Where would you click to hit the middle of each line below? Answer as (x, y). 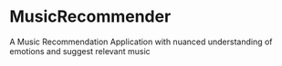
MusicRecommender (90, 17)
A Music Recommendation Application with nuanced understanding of (141, 42)
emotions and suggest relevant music (80, 51)
